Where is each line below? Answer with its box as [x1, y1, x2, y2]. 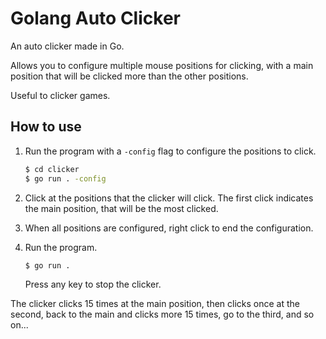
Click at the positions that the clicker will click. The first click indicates [24, 192, 314, 204]
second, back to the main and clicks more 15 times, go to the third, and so [10, 308, 315, 321]
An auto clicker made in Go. [10, 40, 125, 52]
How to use [10, 118, 82, 136]
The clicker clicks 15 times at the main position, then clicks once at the [10, 298, 300, 310]
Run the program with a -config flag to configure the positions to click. [24, 145, 317, 157]
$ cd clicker [24, 164, 80, 174]
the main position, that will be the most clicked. [24, 202, 219, 214]
